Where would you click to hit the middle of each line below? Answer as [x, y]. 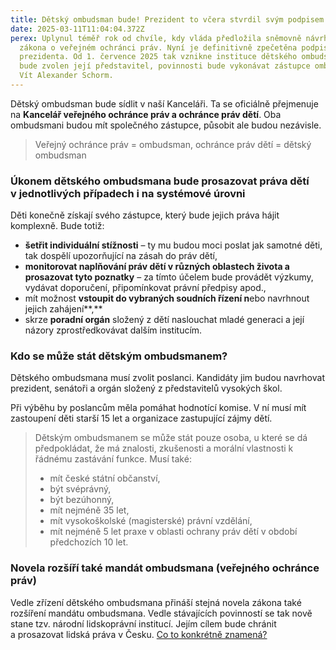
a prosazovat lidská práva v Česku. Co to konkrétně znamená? [139, 634]
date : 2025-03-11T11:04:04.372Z [77, 29]
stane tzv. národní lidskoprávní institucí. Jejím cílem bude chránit [143, 623]
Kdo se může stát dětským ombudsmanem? [119, 356]
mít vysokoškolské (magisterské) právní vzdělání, [151, 521]
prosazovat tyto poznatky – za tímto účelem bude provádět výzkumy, [169, 277]
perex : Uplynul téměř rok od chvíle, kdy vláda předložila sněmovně [156, 38]
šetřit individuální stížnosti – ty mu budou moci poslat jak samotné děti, [173, 245]
